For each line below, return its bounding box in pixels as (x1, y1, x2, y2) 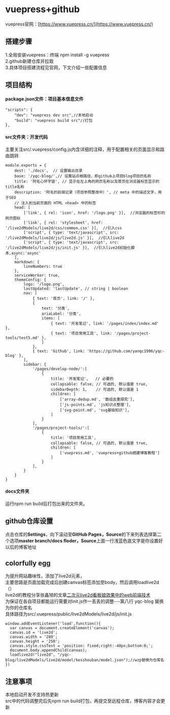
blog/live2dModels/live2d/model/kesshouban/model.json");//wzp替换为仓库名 (5, 658, 164, 663)
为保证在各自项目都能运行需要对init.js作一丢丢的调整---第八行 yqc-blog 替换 (5, 598, 164, 604)
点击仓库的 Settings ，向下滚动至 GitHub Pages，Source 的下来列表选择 (5, 531, 153, 537)
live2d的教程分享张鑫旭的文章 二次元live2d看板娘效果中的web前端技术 (5, 592, 151, 598)
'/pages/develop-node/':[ (32, 366, 87, 371)
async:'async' (11, 250, 42, 256)
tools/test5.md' (5, 335, 40, 341)
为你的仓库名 (5, 605, 32, 611)
